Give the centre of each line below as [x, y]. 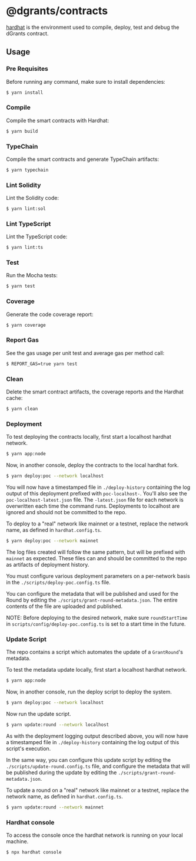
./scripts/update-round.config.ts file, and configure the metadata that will [98, 766]
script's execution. [29, 748]
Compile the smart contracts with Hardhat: [58, 120]
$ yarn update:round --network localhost [58, 724]
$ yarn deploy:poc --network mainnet [52, 541]
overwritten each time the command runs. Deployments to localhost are [93, 506]
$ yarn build [22, 131]
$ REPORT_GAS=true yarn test [42, 364]
